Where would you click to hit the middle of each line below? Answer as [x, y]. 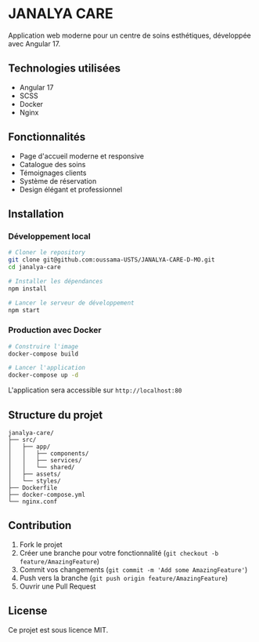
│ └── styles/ [34, 481]
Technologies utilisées [65, 69]
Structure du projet [56, 415]
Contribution [40, 525]
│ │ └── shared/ [42, 467]
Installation [36, 214]
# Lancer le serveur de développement [71, 303]
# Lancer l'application [47, 368]
